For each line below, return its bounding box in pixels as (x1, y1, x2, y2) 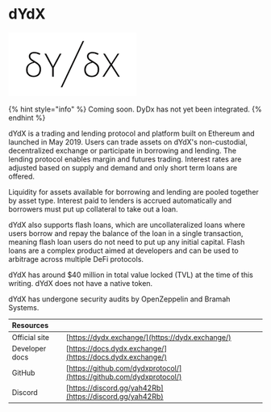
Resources (11, 321, 49, 330)
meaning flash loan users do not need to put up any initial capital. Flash (8, 237, 245, 246)
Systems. (8, 302, 40, 312)
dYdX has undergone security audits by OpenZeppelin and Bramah (8, 294, 231, 304)
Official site (11, 332, 50, 342)
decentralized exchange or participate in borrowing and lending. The (8, 145, 236, 155)
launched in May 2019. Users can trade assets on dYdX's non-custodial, (8, 137, 248, 146)
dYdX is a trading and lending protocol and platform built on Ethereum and (8, 128, 256, 138)
